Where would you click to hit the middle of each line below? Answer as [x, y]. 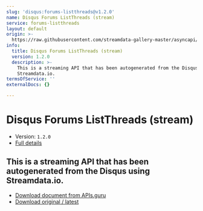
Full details [28, 143]
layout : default [27, 29]
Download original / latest [47, 201]
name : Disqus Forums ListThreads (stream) [60, 17]
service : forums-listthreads [43, 23]
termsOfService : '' [31, 79]
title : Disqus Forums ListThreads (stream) [67, 51]
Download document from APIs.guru [60, 195]
